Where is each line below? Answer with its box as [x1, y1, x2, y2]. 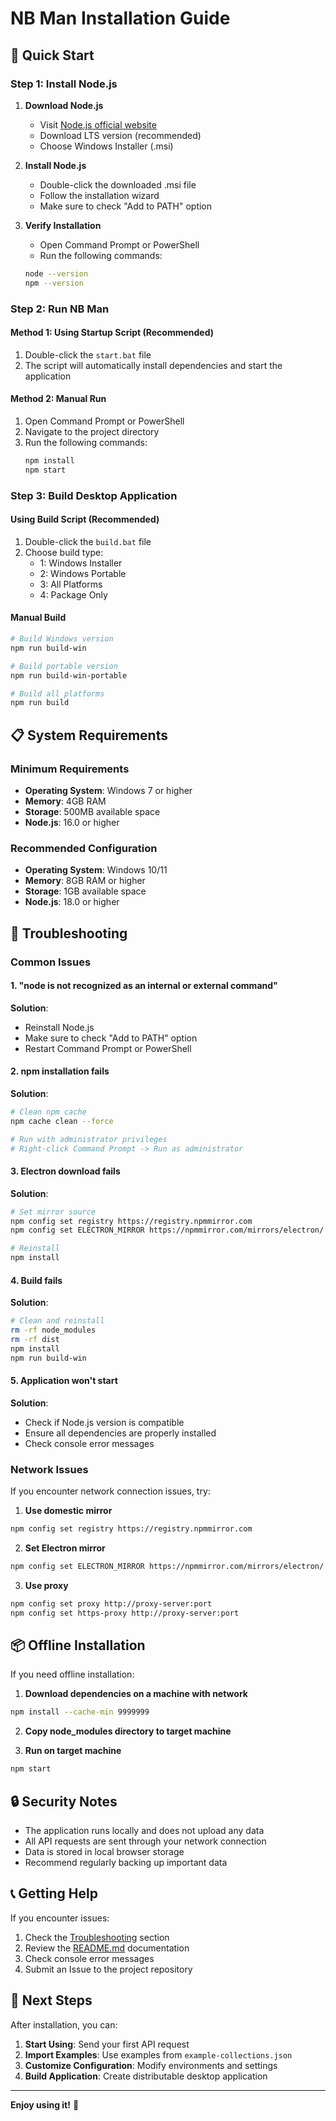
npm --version [24, 278, 84, 288]
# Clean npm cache [10, 1107, 87, 1117]
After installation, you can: [10, 2018, 118, 2031]
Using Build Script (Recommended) [10, 513, 160, 526]
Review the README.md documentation [24, 1942, 190, 1954]
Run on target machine [24, 1745, 122, 1757]
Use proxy [24, 1579, 69, 1591]
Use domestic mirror [24, 1505, 113, 1517]
